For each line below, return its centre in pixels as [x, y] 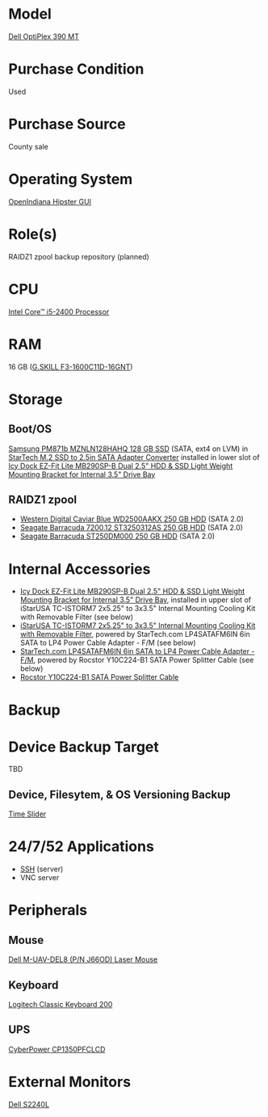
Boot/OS [30, 429]
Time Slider [27, 814]
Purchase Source [67, 124]
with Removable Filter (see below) [77, 617]
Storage [36, 399]
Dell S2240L [29, 1104]
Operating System [71, 179]
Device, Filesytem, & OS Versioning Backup [120, 794]
